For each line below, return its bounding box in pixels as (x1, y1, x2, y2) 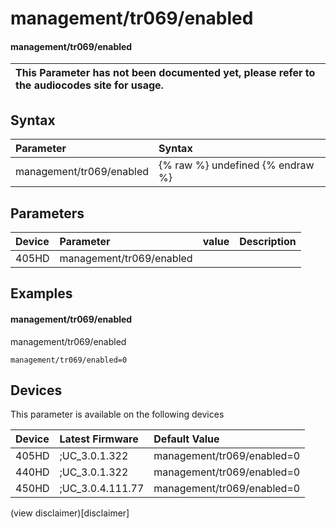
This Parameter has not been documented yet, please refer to (15, 66, 316, 80)
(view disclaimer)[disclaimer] (10, 507, 130, 519)
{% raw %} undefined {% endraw (158, 158, 315, 172)
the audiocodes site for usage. (15, 78, 164, 92)
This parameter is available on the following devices (10, 408, 225, 421)
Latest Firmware (59, 432, 139, 446)
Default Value (153, 432, 220, 446)
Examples (10, 285, 73, 302)
